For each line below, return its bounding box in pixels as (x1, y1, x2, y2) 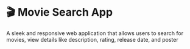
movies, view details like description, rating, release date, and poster (6, 36, 178, 43)
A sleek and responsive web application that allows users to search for (6, 29, 184, 37)
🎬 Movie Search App (6, 5, 113, 19)
